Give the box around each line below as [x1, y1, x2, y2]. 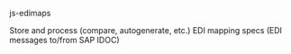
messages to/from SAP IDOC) [9, 35, 120, 45]
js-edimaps [9, 8, 51, 18]
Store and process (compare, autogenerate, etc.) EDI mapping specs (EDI [9, 25, 282, 35]
